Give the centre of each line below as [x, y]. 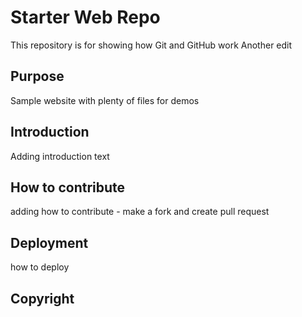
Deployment [49, 242]
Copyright [42, 298]
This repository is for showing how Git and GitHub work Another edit [151, 45]
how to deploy [40, 267]
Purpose [37, 76]
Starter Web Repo [85, 17]
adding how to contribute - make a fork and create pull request [140, 212]
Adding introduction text [60, 156]
